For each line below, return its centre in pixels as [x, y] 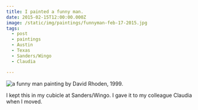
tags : [13, 28]
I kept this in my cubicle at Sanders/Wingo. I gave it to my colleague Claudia [99, 95]
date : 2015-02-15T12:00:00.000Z [46, 17]
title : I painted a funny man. [45, 12]
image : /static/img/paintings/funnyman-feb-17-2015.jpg [77, 23]
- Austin [22, 45]
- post [20, 34]
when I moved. [24, 101]
